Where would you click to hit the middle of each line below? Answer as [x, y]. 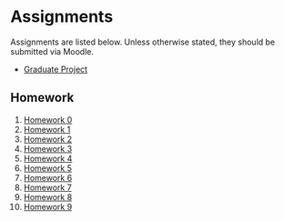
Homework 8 [48, 196]
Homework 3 [48, 148]
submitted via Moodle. [52, 51]
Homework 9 [48, 206]
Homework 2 [48, 139]
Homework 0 [48, 119]
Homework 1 [47, 129]
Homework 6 [48, 177]
